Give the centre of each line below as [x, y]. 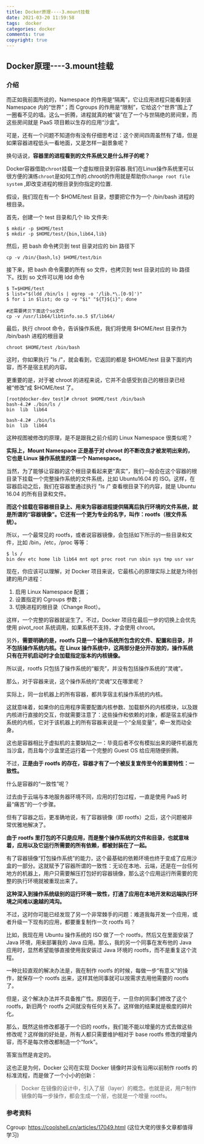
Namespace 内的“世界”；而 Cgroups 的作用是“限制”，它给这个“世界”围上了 [100, 107]
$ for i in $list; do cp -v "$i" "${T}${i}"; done [72, 299]
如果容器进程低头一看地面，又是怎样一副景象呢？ [67, 143]
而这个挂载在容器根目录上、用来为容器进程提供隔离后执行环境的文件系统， [99, 506]
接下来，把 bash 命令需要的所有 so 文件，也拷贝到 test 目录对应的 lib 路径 [98, 269]
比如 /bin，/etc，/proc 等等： [53, 542]
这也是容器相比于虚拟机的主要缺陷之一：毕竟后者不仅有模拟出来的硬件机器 [99, 743]
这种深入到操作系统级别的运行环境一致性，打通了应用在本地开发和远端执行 [99, 894]
